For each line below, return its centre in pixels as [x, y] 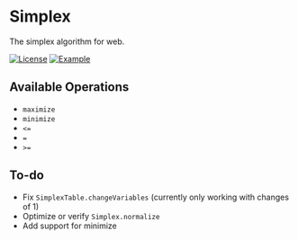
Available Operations [69, 87]
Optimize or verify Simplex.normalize [91, 216]
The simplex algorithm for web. [67, 41]
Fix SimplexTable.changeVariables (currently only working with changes [156, 197]
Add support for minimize [69, 226]
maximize [39, 110]
